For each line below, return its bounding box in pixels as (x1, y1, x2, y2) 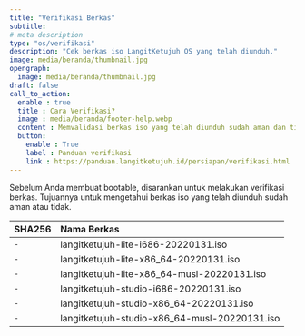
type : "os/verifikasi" (9, 38, 95, 48)
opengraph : (9, 64, 51, 74)
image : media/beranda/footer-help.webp (17, 114, 172, 124)
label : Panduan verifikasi (25, 148, 132, 157)
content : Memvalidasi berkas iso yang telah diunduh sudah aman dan (17, 124, 286, 133)
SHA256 (14, 222, 52, 235)
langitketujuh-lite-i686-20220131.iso (60, 238, 228, 251)
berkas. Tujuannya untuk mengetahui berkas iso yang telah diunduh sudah (9, 192, 289, 203)
